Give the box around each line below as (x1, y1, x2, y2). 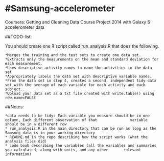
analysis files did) (5, 139, 47, 144)
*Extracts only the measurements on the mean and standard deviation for (5, 57, 159, 61)
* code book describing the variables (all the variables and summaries (5, 143, 157, 148)
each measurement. (5, 61, 43, 66)
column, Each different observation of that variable (5, 118, 148, 122)
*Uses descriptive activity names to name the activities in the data (5, 65, 152, 70)
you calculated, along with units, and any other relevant (5, 147, 141, 152)
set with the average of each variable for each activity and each (5, 82, 146, 87)
